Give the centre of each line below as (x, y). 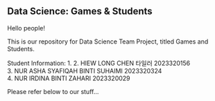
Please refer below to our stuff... (53, 91)
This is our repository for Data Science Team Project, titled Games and (108, 42)
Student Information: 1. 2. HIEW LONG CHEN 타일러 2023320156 (99, 63)
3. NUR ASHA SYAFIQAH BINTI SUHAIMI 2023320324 (85, 71)
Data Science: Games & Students (80, 11)
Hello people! (26, 28)
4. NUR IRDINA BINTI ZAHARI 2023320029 (69, 78)
